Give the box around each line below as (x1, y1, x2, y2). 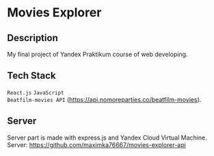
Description (7, 32, 58, 44)
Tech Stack (7, 70, 56, 81)
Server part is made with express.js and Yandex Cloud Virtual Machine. (7, 133, 207, 142)
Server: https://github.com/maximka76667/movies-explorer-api (7, 140, 186, 148)
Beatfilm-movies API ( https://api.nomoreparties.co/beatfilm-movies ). (7, 95, 202, 103)
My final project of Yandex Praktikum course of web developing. (7, 50, 188, 58)
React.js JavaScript (7, 89, 64, 96)
